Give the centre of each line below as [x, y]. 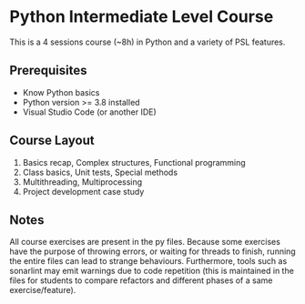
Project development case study [83, 191]
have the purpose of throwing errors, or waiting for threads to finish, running [152, 251]
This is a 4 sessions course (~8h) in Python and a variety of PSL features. [147, 42]
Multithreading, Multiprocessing [82, 182]
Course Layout [52, 141]
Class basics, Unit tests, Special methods [100, 172]
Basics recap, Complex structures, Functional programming [134, 162]
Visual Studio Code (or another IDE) [89, 112]
